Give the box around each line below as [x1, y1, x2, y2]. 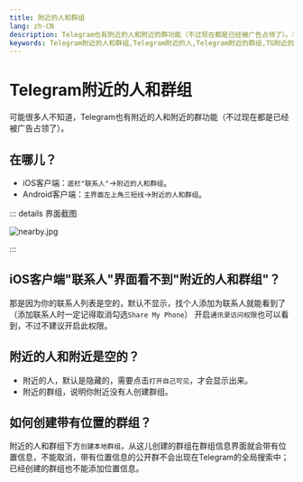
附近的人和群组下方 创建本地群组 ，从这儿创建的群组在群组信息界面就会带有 [9, 440, 280, 451]
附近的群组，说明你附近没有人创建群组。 [22, 385, 173, 397]
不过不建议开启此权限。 [24, 320, 113, 330]
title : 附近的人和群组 [9, 13, 86, 23]
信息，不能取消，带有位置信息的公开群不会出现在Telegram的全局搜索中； [16, 452, 289, 463]
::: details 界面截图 [9, 209, 78, 218]
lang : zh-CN [9, 22, 54, 31]
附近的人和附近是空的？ [9, 349, 140, 365]
